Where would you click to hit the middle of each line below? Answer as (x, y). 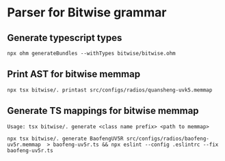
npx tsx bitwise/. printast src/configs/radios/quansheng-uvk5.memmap (110, 90)
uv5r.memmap (24, 145)
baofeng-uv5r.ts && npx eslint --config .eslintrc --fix (136, 145)
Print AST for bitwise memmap (74, 74)
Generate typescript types (65, 38)
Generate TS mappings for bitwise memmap (103, 111)
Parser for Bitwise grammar (87, 13)
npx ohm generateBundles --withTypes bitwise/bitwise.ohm (91, 53)
